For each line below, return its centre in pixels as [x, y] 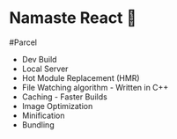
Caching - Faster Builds [64, 97]
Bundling [38, 124]
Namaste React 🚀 [73, 18]
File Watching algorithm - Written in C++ [95, 87]
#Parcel [23, 42]
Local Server [45, 69]
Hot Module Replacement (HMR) [81, 77]
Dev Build [39, 59]
